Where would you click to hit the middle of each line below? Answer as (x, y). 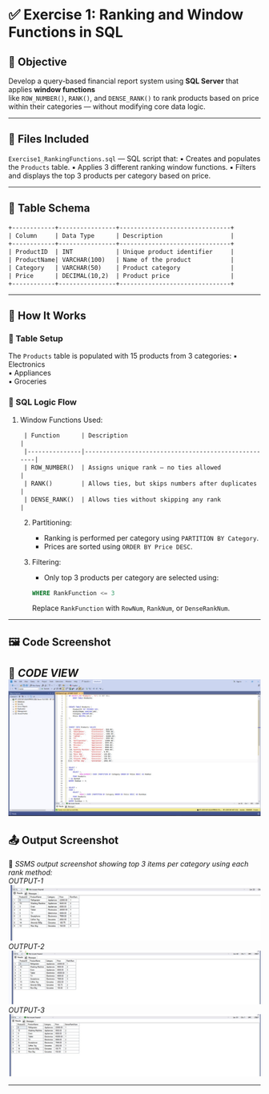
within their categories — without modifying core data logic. (107, 107)
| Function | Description (76, 435)
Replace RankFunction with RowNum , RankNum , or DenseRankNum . (131, 608)
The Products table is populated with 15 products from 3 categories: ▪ (123, 356)
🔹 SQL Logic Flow (43, 402)
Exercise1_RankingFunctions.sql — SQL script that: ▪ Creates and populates (134, 159)
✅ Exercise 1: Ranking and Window (126, 15)
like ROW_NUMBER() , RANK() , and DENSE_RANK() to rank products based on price (134, 98)
